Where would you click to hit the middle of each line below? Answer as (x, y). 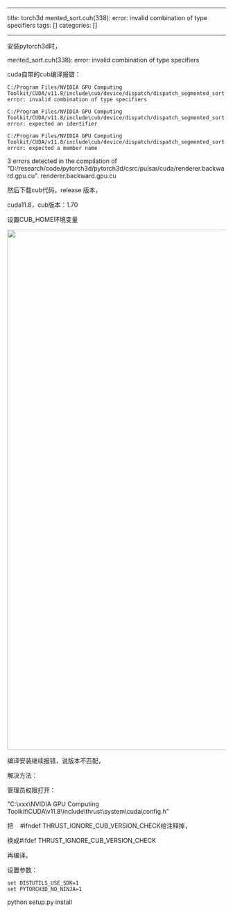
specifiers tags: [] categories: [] (52, 25)
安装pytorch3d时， (34, 46)
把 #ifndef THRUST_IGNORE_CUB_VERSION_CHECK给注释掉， (99, 826)
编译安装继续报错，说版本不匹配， (56, 761)
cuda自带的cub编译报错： (44, 74)
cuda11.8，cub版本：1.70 (43, 205)
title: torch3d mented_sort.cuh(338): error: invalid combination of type (107, 18)
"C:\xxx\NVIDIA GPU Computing (53, 804)
